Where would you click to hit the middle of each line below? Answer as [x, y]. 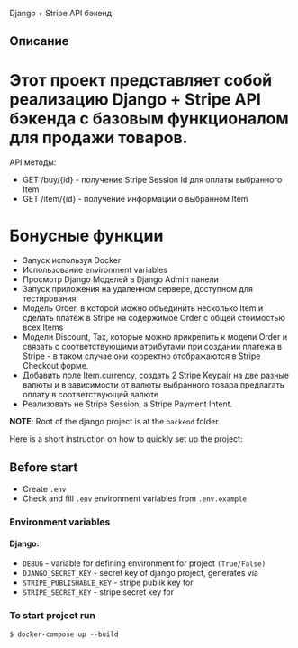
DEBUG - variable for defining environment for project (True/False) [144, 563]
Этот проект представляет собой [141, 80]
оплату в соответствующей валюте [90, 395]
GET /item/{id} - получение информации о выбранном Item [135, 199]
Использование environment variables [95, 270]
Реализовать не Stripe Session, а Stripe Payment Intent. [127, 404]
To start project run [53, 616]
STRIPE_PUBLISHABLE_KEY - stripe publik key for [108, 583]
